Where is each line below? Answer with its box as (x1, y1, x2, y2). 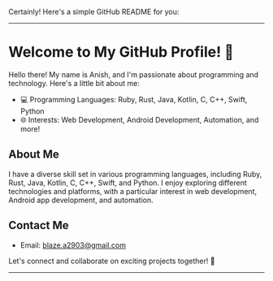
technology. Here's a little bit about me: (8, 78, 141, 88)
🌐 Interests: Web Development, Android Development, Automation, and (19, 115, 259, 124)
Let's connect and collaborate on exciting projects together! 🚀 (8, 256, 215, 266)
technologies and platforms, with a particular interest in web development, (8, 186, 258, 196)
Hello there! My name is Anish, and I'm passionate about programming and (8, 69, 258, 80)
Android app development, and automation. (8, 195, 154, 205)
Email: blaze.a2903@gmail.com (19, 240, 126, 250)
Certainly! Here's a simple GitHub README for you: (8, 7, 180, 16)
